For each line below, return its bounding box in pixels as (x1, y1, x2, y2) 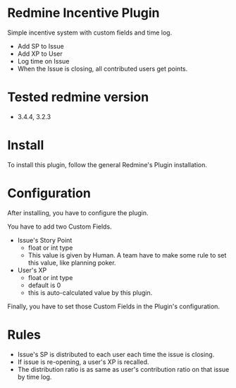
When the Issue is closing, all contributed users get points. (17, 64, 188, 73)
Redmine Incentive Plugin (7, 5, 160, 21)
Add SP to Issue (17, 42, 65, 50)
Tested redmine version (7, 90, 149, 105)
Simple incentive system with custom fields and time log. (7, 28, 173, 37)
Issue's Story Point (17, 236, 73, 244)
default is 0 (27, 281, 61, 289)
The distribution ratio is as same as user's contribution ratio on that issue (17, 365, 230, 373)
